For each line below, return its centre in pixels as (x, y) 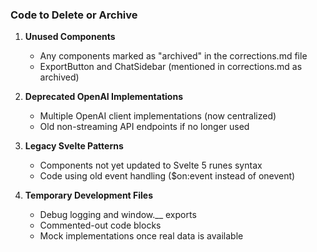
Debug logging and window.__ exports (118, 215)
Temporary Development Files (89, 195)
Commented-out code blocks (100, 225)
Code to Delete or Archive (74, 15)
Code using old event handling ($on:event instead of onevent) (167, 176)
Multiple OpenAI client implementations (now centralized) (158, 116)
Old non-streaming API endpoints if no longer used (144, 127)
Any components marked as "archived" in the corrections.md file (173, 56)
